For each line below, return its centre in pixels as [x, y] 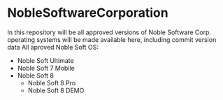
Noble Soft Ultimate [46, 60]
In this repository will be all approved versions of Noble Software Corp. [109, 32]
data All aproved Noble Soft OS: [53, 47]
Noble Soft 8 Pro [52, 83]
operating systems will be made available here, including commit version [112, 39]
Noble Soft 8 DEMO [56, 90]
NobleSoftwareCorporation [88, 13]
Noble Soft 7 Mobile [46, 68]
